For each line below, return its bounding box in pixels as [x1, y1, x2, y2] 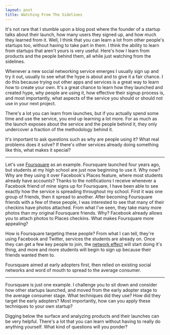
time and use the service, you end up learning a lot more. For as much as [5, 115, 158, 121]
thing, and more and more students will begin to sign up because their [5, 246, 151, 253]
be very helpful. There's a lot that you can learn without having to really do [5, 318, 161, 324]
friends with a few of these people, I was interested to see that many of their [5, 199, 164, 205]
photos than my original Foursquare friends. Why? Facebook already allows [5, 210, 163, 216]
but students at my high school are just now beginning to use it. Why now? [5, 166, 160, 173]
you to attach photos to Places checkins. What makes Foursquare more [5, 215, 154, 221]
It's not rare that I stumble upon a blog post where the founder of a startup [5, 26, 160, 32]
